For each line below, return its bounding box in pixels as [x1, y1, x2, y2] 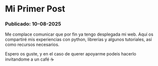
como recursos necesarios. [5, 42, 59, 48]
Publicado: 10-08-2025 [5, 21, 61, 27]
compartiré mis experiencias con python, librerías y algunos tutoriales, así [5, 37, 152, 42]
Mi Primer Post [5, 3, 65, 14]
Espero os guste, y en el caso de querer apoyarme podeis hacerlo [5, 51, 136, 57]
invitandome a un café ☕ [5, 56, 54, 62]
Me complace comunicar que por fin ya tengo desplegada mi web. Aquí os [5, 31, 154, 37]
